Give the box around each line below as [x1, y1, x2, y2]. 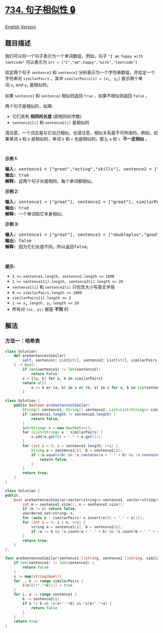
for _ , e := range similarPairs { [14, 579, 83, 583]
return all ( [22, 380, 47, 385]
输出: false [5, 238, 32, 243]
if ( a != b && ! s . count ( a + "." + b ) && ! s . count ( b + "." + [31, 529, 155, 534]
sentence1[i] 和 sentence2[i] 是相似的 [12, 120, 90, 125]
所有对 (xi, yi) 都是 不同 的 [12, 306, 69, 312]
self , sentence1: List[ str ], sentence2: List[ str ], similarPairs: [22, 358, 160, 363]
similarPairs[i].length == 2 [12, 295, 71, 300]
